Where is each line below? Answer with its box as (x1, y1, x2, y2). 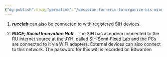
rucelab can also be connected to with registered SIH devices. (11, 21, 141, 27)
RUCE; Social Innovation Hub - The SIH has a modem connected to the (11, 30, 160, 36)
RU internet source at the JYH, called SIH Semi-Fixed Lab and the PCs (11, 36, 157, 42)
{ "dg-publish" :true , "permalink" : (4, 7, 74, 12)
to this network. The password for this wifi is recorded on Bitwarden (11, 46, 152, 52)
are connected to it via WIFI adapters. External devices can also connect (11, 41, 161, 47)
